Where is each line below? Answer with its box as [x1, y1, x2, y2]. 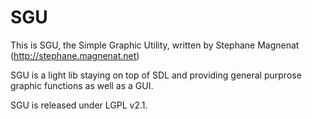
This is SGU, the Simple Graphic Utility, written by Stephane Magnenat [10, 39, 300, 51]
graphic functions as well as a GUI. [10, 79, 154, 91]
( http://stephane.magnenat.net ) [10, 49, 140, 61]
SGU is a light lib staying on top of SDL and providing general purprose [10, 69, 302, 81]
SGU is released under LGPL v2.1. [10, 99, 148, 111]
